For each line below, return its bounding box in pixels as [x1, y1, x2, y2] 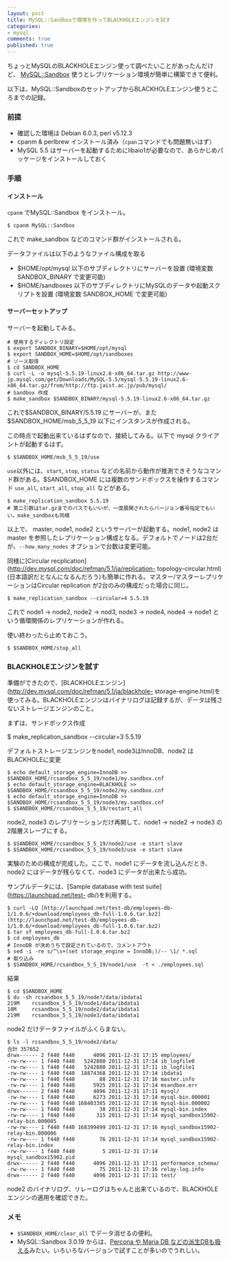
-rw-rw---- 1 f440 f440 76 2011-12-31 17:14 [7, 1135, 158, 1143]
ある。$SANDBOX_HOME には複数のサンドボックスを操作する [25, 475, 201, 483]
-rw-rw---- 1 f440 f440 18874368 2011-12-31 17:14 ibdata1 [7, 1069, 183, 1076]
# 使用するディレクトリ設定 [7, 338, 75, 345]
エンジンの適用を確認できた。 [7, 1193, 91, 1201]
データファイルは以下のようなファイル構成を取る [7, 250, 146, 258]
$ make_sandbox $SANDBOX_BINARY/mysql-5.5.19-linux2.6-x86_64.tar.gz [7, 395, 211, 402]
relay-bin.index [7, 1142, 54, 1148]
